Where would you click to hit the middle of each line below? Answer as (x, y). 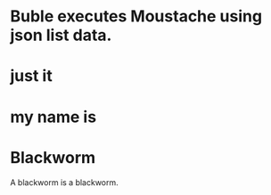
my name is (53, 117)
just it (31, 76)
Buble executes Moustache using (136, 16)
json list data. (61, 35)
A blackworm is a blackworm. (64, 182)
